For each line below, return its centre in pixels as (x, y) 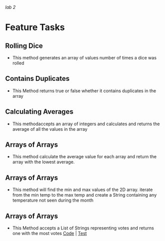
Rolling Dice (24, 46)
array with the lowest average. (43, 162)
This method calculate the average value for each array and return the (84, 157)
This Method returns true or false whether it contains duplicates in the (84, 91)
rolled (18, 63)
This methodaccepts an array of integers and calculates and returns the (86, 124)
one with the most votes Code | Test (50, 234)
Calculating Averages (39, 112)
